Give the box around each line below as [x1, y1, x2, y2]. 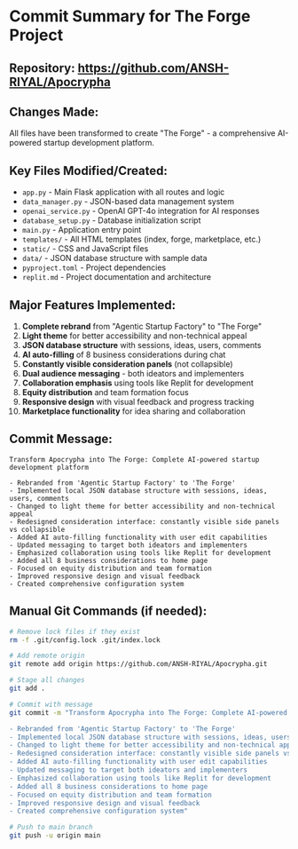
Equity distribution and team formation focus [21, 387, 189, 398]
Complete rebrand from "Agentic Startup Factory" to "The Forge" [21, 321, 263, 332]
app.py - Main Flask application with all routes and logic [21, 186, 225, 197]
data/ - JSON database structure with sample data [21, 253, 208, 264]
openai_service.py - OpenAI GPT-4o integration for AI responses [21, 206, 260, 217]
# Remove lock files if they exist [9, 627, 141, 636]
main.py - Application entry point [21, 225, 142, 235]
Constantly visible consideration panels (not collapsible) [21, 359, 233, 369]
